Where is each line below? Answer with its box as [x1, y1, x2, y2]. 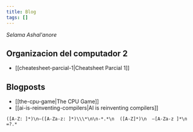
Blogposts [6, 82, 45, 92]
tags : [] [6, 14, 28, 20]
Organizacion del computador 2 [6, 48, 128, 58]
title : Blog [6, 8, 36, 15]
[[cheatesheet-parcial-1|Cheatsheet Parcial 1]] [14, 64, 130, 72]
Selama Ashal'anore [6, 31, 57, 38]
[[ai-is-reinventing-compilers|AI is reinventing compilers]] [14, 104, 159, 112]
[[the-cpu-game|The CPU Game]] [14, 98, 100, 105]
